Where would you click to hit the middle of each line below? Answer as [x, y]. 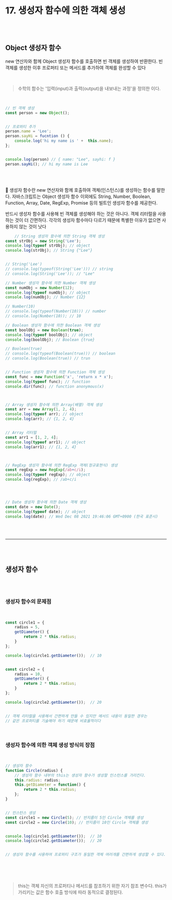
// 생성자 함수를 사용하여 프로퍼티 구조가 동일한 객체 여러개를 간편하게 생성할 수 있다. [86, 855]
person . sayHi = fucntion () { [38, 136]
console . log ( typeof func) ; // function [48, 382]
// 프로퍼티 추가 [20, 127]
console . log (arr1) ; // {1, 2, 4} [41, 447]
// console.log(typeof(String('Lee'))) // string [59, 269]
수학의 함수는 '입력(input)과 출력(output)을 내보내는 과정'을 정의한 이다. [89, 88]
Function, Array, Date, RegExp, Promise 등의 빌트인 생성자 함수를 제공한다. [81, 202]
